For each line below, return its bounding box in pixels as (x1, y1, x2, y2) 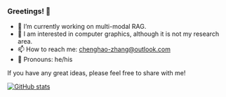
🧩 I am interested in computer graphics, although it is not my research (17, 30, 220, 38)
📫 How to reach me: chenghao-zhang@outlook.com (17, 45, 171, 53)
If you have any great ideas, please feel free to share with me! (7, 69, 186, 77)
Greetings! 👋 (7, 6, 51, 16)
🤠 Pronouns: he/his (17, 56, 73, 64)
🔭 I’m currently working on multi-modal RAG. (17, 22, 147, 31)
